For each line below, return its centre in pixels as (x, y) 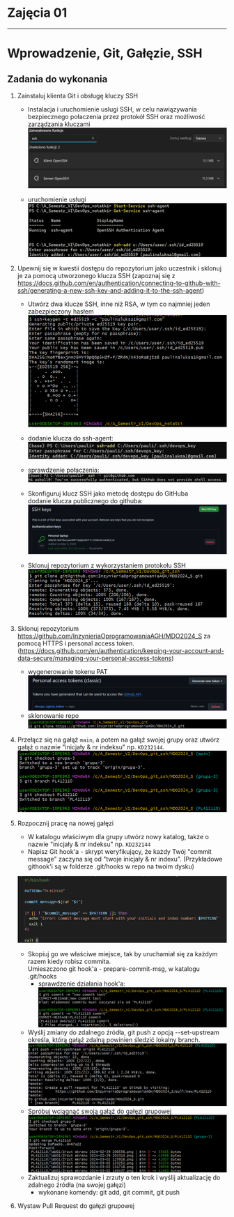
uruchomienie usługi (57, 199)
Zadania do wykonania (57, 79)
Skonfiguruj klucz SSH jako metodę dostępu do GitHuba (108, 493)
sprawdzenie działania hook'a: (81, 983)
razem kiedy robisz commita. (69, 962)
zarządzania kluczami (59, 124)
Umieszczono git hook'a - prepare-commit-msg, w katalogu (114, 969)
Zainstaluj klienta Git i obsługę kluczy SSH (77, 95)
